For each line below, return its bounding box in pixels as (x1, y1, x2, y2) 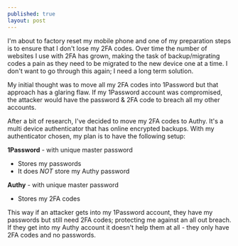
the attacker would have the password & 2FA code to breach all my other (7, 95, 220, 104)
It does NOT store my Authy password (17, 167, 130, 175)
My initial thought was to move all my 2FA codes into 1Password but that (7, 80, 219, 89)
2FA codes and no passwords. (7, 230, 96, 239)
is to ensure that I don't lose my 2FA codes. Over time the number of (7, 44, 207, 52)
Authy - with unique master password (7, 180, 119, 189)
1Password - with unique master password (7, 145, 133, 154)
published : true (7, 10, 55, 18)
